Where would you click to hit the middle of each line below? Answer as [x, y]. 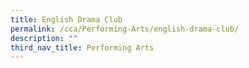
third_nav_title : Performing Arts [82, 47]
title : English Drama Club [66, 19]
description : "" [44, 38]
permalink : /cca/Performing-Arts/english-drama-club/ [125, 29]
